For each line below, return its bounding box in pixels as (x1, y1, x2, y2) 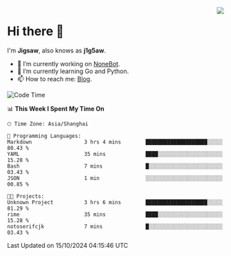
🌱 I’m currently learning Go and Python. (16, 67, 129, 75)
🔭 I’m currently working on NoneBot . (16, 59, 120, 68)
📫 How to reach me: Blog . (16, 75, 92, 83)
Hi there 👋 (7, 23, 64, 39)
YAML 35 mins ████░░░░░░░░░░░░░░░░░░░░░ (7, 150, 223, 157)
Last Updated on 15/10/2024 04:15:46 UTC (7, 241, 129, 249)
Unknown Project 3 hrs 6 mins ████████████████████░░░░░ (7, 199, 223, 206)
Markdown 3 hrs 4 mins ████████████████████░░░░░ (7, 138, 223, 146)
